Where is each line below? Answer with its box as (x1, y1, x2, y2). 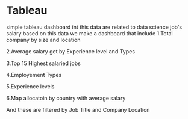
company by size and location (6, 36, 81, 43)
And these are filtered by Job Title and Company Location (6, 106, 150, 113)
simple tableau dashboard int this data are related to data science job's (6, 23, 183, 31)
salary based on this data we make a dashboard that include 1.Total (6, 29, 173, 37)
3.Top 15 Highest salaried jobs (6, 59, 81, 67)
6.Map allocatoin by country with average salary (6, 94, 126, 102)
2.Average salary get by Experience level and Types (6, 47, 136, 55)
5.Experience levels (6, 82, 55, 90)
